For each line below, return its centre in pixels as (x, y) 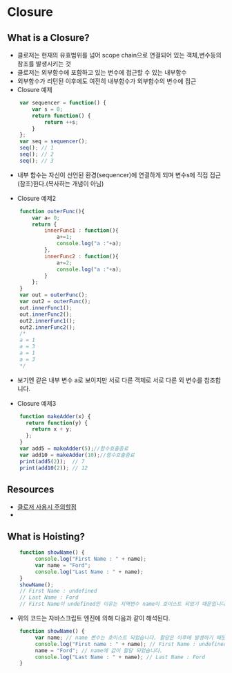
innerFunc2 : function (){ (81, 256)
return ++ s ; (61, 122)
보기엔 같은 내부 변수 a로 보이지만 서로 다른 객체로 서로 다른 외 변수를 (110, 380)
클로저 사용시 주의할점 (47, 507)
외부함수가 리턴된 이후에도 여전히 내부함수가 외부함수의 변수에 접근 (107, 81)
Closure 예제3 (37, 403)
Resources (31, 489)
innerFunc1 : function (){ (81, 231)
